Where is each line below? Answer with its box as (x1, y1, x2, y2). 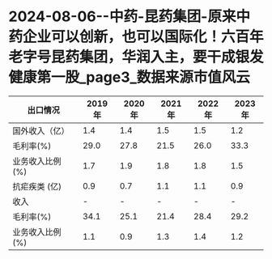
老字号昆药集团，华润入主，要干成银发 (8, 48, 265, 66)
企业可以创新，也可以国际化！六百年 (23, 28, 265, 46)
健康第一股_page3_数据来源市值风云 (8, 68, 251, 87)
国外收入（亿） (12, 125, 70, 136)
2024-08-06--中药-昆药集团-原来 (8, 7, 236, 26)
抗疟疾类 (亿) (12, 180, 62, 192)
